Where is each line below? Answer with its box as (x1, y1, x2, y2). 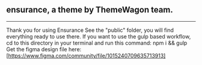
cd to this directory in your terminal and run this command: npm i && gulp (6, 39, 188, 46)
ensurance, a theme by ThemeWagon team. (6, 5, 173, 15)
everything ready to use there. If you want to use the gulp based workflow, (6, 32, 191, 40)
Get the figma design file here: (6, 45, 82, 53)
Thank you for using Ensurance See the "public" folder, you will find (6, 26, 174, 34)
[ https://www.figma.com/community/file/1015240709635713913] (6, 52, 166, 59)
